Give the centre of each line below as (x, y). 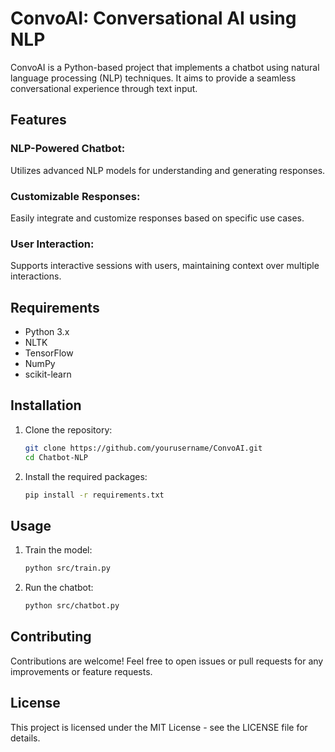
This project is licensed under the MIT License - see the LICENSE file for (159, 727)
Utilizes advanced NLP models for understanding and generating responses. (168, 170)
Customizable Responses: (75, 196)
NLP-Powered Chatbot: (68, 149)
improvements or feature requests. (81, 671)
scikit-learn (48, 374)
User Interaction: (52, 244)
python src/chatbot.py (72, 606)
